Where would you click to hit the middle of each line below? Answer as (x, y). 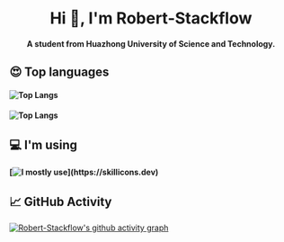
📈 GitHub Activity (61, 202)
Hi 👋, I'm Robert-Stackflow (151, 18)
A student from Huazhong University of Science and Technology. (151, 43)
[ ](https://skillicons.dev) (84, 172)
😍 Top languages (59, 72)
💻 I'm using (44, 144)
